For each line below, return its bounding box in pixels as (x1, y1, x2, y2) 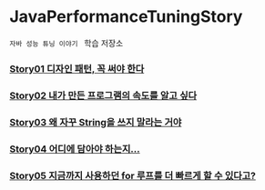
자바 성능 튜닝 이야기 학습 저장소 (9, 37, 124, 48)
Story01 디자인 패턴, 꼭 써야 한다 (9, 62, 145, 75)
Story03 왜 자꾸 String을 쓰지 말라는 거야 (9, 115, 182, 128)
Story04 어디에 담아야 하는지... (9, 143, 140, 155)
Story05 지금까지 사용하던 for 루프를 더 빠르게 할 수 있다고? (9, 169, 257, 182)
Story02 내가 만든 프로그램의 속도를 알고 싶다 (9, 89, 198, 102)
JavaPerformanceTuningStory (9, 6, 243, 27)
